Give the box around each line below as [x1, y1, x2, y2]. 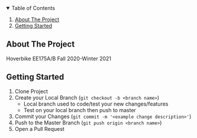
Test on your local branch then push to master [23, 106, 136, 113]
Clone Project [14, 87, 49, 95]
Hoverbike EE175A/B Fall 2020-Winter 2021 [6, 55, 111, 62]
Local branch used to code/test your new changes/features [23, 100, 169, 107]
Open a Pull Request [14, 125, 65, 132]
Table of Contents [11, 5, 55, 11]
